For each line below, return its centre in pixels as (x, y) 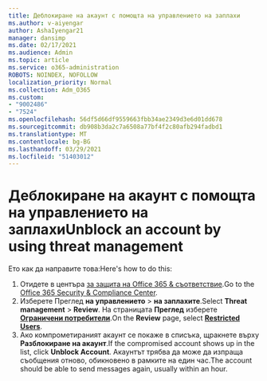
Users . (31, 327)
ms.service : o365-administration (64, 68)
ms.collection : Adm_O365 (49, 90)
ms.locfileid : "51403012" (51, 156)
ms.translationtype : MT (48, 134)
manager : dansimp (37, 38)
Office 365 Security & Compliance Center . (88, 293)
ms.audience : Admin (41, 53)
